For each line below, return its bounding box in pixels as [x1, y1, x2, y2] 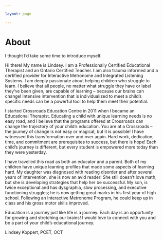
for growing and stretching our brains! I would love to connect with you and [5, 215, 156, 221]
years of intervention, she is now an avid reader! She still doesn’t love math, [5, 174, 157, 180]
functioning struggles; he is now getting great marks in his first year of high [5, 189, 156, 195]
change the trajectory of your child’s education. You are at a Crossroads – [5, 123, 153, 129]
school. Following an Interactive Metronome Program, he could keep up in [5, 195, 153, 201]
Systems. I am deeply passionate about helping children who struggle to [5, 77, 150, 83]
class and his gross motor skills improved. [5, 200, 89, 206]
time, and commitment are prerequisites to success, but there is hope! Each [5, 139, 157, 145]
